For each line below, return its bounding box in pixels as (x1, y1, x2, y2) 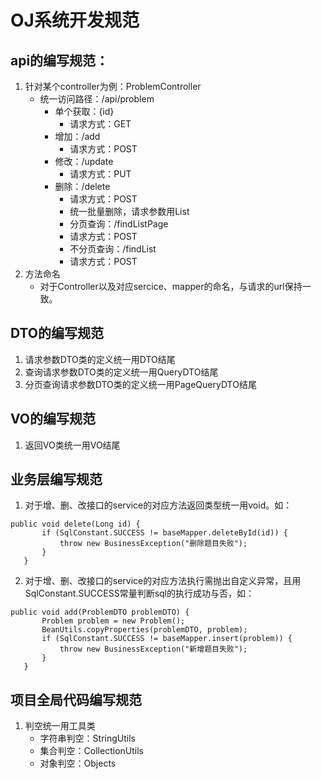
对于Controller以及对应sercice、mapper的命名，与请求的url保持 (39, 281, 303, 292)
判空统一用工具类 (24, 720, 96, 732)
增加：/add (54, 131, 101, 142)
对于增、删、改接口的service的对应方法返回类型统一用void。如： (24, 499, 293, 511)
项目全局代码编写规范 (10, 691, 142, 708)
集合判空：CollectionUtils (39, 745, 144, 757)
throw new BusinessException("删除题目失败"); (59, 539, 248, 549)
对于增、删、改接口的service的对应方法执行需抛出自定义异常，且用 (24, 575, 302, 587)
